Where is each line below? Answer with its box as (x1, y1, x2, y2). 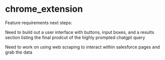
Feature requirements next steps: (5, 20, 72, 26)
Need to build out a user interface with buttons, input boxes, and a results (5, 29, 154, 35)
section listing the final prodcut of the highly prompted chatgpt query (5, 34, 145, 40)
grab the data (5, 49, 33, 55)
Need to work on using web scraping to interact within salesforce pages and (5, 44, 160, 50)
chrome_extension (5, 3, 83, 15)
